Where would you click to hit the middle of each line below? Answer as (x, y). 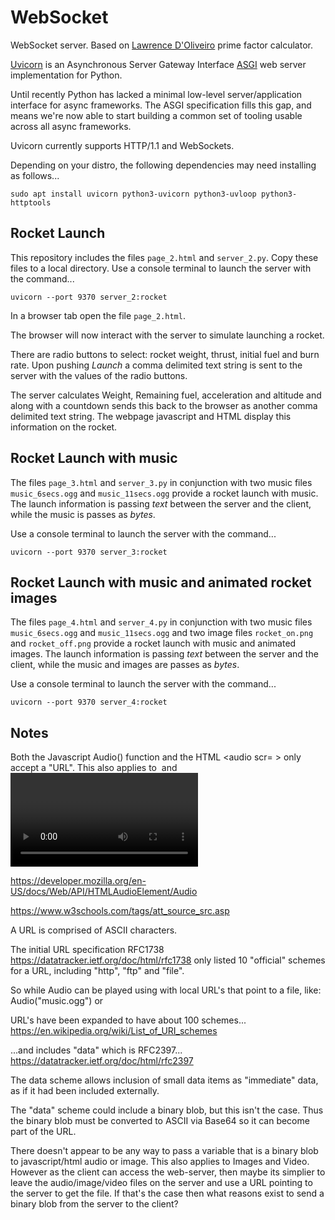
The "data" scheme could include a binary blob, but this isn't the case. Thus (167, 1110)
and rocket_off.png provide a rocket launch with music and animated (153, 643)
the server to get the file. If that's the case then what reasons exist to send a (167, 1193)
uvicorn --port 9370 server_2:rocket (89, 297)
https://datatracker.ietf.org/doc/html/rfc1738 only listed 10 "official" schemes (168, 960)
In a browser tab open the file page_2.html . (98, 315)
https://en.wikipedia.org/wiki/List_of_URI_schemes (114, 1031)
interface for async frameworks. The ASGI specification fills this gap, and (161, 105)
